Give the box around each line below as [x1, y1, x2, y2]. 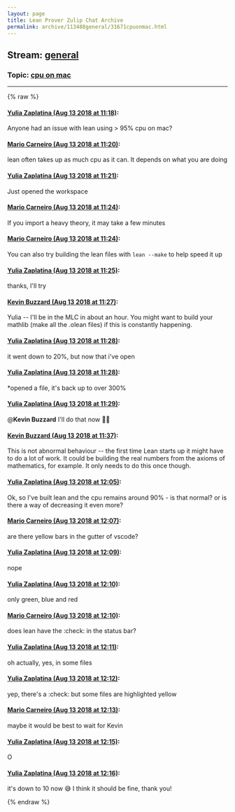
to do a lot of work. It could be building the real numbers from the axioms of [7, 454, 226, 463]
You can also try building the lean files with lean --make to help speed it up [7, 250, 222, 259]
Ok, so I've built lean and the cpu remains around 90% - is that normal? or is [7, 493, 227, 502]
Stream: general [7, 49, 79, 61]
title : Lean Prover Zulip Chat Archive [7, 17, 124, 24]
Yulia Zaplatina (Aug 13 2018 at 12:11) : [7, 642, 119, 651]
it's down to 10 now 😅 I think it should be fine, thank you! [7, 784, 173, 793]
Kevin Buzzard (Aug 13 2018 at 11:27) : [7, 298, 119, 306]
